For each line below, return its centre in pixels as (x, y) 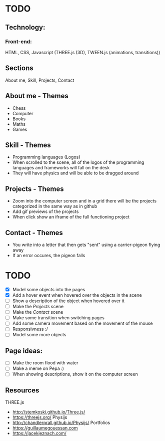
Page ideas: (24, 351)
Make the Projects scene (38, 307)
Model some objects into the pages (49, 289)
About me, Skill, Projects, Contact (40, 80)
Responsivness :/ (30, 329)
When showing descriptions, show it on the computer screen (75, 374)
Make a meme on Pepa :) (38, 368)
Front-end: (18, 42)
